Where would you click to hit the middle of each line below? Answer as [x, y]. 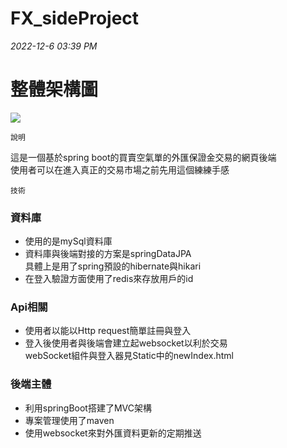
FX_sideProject [75, 18]
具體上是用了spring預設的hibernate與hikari [113, 266]
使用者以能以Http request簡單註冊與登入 [108, 331]
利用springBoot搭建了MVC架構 [88, 408]
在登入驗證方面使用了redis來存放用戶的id [109, 279]
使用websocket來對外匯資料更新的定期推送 [113, 433]
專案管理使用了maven [69, 420]
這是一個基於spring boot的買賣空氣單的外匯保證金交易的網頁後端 [143, 157]
